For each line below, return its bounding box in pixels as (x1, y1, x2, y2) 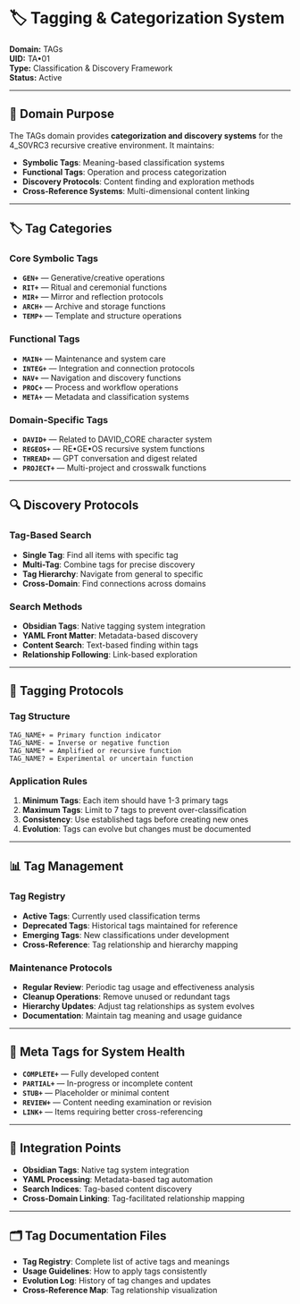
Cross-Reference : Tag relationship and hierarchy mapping (21, 939, 238, 950)
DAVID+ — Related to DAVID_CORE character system (21, 434, 212, 445)
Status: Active (9, 72, 62, 82)
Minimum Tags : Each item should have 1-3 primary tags (21, 795, 229, 806)
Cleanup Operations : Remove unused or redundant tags (21, 991, 230, 1002)
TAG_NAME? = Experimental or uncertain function (9, 754, 194, 763)
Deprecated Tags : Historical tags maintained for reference (21, 919, 238, 931)
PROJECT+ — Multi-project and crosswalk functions (21, 462, 207, 473)
